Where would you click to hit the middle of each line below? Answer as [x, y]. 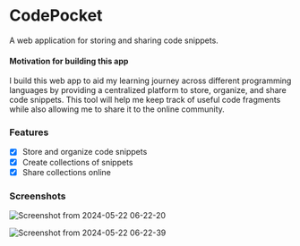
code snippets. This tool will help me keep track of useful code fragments [145, 100]
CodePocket [56, 16]
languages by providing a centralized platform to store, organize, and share [148, 90]
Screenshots [38, 196]
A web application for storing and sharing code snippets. [114, 40]
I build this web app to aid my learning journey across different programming [150, 81]
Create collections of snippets [77, 162]
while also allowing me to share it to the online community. [117, 109]
